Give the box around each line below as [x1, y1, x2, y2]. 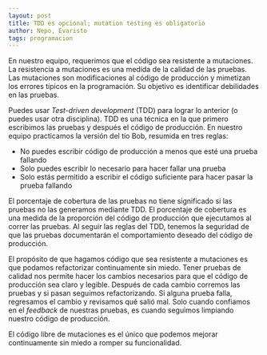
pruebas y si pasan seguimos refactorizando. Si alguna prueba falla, [8, 288, 233, 298]
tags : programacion [8, 34, 74, 42]
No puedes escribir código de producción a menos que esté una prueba [19, 147, 258, 156]
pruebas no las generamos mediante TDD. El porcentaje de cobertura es [8, 205, 247, 215]
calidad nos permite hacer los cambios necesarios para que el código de [8, 272, 249, 281]
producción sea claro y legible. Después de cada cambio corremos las [8, 280, 241, 289]
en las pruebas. [8, 90, 60, 100]
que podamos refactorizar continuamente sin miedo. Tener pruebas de [8, 263, 241, 272]
